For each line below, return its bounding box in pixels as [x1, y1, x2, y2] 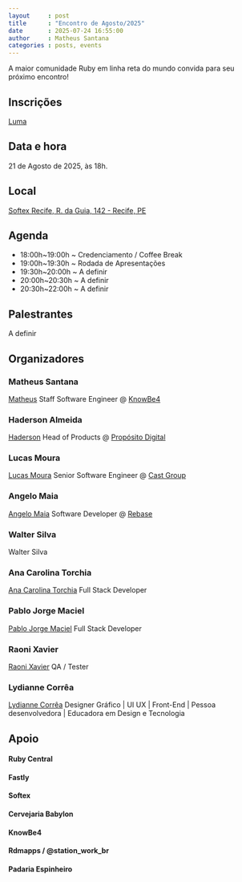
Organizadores [8, 352, 85, 366]
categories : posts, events [8, 42, 103, 50]
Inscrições [8, 95, 63, 109]
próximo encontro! [8, 72, 70, 82]
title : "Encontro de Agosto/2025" [8, 19, 146, 27]
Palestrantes [8, 307, 74, 321]
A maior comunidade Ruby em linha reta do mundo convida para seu [8, 63, 235, 73]
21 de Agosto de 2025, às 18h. [8, 161, 108, 171]
